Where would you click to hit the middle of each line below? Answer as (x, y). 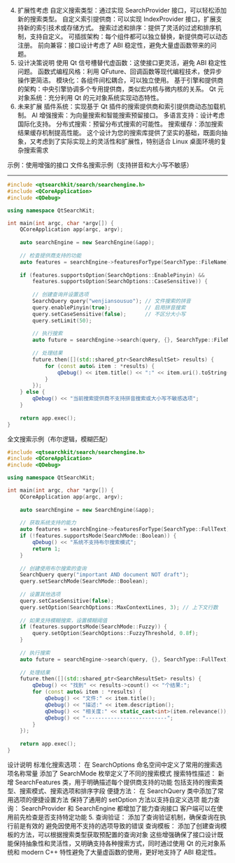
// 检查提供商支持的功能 (51, 255)
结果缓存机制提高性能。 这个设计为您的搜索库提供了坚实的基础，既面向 (119, 133)
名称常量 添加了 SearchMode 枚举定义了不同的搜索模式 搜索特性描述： (115, 773)
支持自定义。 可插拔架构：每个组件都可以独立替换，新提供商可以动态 (129, 36)
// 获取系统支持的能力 (48, 523)
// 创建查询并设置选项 (60, 295)
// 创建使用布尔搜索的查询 (53, 569)
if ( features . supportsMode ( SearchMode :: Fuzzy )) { (94, 627)
